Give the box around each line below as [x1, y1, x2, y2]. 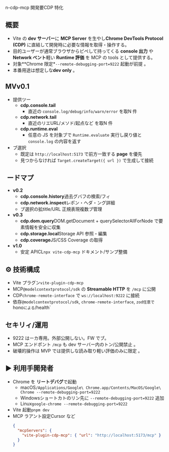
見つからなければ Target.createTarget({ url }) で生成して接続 [20, 157, 154, 163]
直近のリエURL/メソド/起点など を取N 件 [27, 120, 113, 126]
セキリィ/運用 [5, 321, 48, 329]
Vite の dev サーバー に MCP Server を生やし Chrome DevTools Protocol [12, 35, 164, 41]
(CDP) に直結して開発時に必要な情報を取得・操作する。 [12, 41, 130, 47]
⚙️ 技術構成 [5, 265, 40, 274]
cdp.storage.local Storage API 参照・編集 [20, 231, 107, 237]
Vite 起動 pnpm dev [12, 407, 50, 413]
